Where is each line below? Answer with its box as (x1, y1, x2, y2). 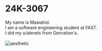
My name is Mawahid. (5, 19, 50, 25)
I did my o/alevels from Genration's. (5, 30, 79, 36)
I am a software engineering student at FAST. (5, 24, 98, 30)
